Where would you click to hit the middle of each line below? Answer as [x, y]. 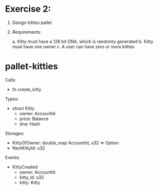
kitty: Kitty [30, 182]
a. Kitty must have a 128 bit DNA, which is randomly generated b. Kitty [83, 41]
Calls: [11, 80]
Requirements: [27, 32]
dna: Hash [30, 124]
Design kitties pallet [32, 22]
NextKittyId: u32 [29, 148]
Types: [12, 99]
